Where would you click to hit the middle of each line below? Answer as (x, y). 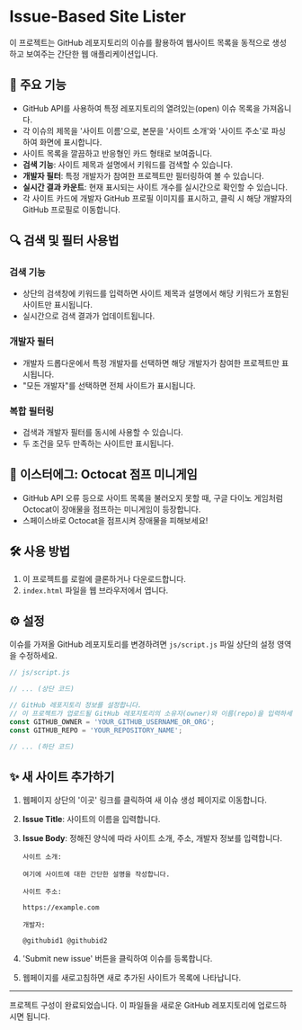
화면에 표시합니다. (71, 142)
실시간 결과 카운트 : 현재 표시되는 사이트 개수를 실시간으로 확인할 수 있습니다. (155, 187)
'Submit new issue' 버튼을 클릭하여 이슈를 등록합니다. (117, 959)
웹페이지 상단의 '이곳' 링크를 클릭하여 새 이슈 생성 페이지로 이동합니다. (145, 800)
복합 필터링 (32, 411)
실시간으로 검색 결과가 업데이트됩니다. (89, 316)
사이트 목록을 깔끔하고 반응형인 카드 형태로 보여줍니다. (117, 153)
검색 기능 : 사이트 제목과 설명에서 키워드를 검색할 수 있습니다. (128, 165)
